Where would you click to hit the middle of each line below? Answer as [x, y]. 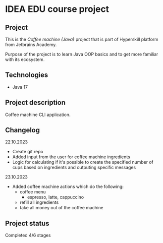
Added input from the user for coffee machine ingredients [71, 157]
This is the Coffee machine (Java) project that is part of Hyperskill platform [82, 39]
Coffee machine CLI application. [38, 115]
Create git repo [28, 152]
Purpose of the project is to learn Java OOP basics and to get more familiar [82, 54]
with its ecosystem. [25, 60]
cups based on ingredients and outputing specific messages [74, 168]
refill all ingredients [39, 202]
